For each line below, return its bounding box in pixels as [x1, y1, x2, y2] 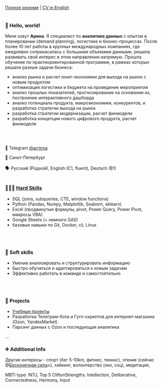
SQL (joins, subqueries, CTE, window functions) [12, 196, 109, 202]
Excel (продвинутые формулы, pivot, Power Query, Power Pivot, [12, 206, 143, 212]
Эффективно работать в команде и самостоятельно [12, 270, 121, 276]
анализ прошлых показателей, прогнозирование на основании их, [12, 90, 151, 96]
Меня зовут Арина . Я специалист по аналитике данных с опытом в [5, 33, 147, 39]
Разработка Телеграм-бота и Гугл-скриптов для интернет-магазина [12, 314, 155, 320]
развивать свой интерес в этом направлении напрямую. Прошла [5, 54, 142, 60]
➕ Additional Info [5, 346, 46, 353]
